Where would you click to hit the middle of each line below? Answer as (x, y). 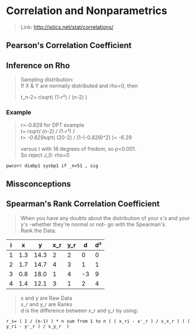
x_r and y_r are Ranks (46, 304)
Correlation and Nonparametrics (87, 11)
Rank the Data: (38, 231)
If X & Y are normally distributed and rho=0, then (79, 86)
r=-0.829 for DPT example (52, 125)
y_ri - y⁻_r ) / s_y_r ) (38, 326)
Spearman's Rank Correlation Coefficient (83, 204)
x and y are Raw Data (46, 298)
